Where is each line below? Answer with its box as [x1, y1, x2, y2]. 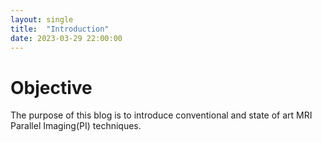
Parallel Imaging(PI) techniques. [10, 120, 142, 132]
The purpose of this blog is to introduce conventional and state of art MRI [10, 109, 313, 121]
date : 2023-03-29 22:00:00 [10, 33, 123, 43]
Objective [10, 76, 93, 99]
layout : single [10, 14, 74, 25]
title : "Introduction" [10, 24, 110, 34]
